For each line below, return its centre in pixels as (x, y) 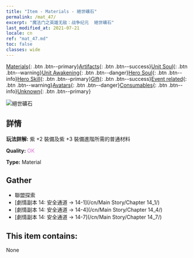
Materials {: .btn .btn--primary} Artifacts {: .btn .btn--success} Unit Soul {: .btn (97, 66)
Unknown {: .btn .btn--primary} (54, 91)
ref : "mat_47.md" (27, 39)
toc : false (19, 45)
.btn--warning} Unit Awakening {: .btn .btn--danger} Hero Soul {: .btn (87, 72)
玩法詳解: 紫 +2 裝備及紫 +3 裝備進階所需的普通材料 (68, 139)
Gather (19, 180)
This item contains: (42, 236)
